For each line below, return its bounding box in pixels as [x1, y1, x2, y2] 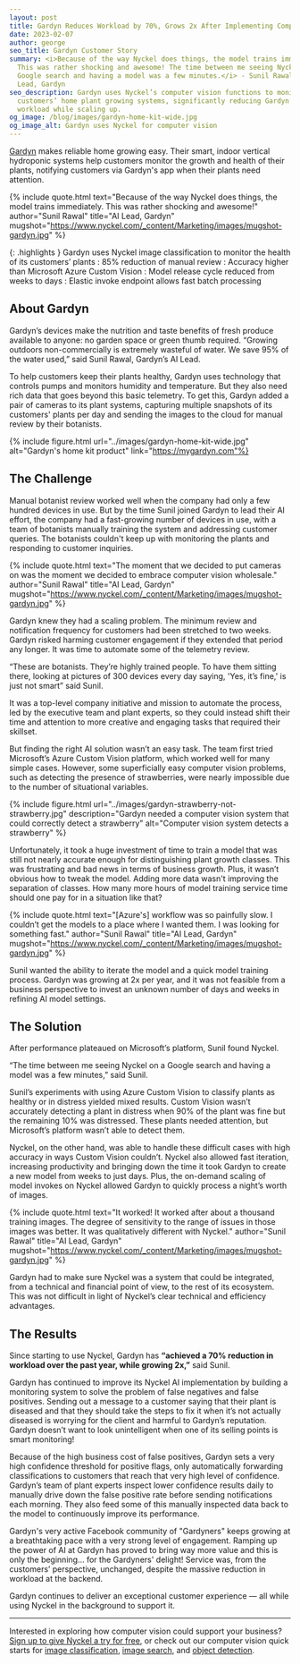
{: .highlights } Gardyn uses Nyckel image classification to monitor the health [9, 247, 291, 258]
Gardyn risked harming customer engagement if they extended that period [9, 634, 284, 645]
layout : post [9, 13, 58, 22]
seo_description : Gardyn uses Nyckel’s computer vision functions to [9, 88, 274, 97]
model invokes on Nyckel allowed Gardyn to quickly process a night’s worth [9, 1180, 287, 1191]
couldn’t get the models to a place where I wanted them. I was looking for [9, 919, 279, 930]
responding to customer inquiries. [9, 542, 134, 553]
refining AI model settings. [9, 993, 106, 1004]
